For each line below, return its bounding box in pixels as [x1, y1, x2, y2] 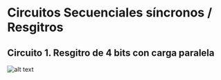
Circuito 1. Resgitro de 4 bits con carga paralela [7, 47, 215, 59]
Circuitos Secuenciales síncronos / [7, 5, 213, 21]
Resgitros [7, 19, 64, 35]
